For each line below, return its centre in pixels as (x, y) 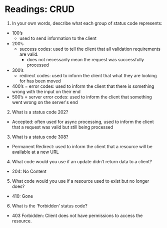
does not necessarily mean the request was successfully (85, 59)
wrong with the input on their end (46, 91)
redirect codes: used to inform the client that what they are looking (88, 75)
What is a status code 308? (40, 137)
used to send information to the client (58, 38)
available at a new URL (35, 152)
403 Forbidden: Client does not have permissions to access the (77, 215)
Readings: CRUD (40, 9)
